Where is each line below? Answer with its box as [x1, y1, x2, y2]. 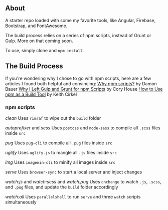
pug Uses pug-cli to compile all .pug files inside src [5, 140, 112, 146]
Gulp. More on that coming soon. [5, 38, 74, 44]
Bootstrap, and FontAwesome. [5, 23, 68, 29]
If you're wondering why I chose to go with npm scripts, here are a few [5, 75, 151, 81]
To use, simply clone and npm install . [5, 47, 84, 53]
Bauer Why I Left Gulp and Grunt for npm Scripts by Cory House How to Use [5, 86, 163, 92]
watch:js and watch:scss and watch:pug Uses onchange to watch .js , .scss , [5, 178, 161, 184]
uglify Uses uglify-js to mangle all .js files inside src [5, 149, 117, 155]
